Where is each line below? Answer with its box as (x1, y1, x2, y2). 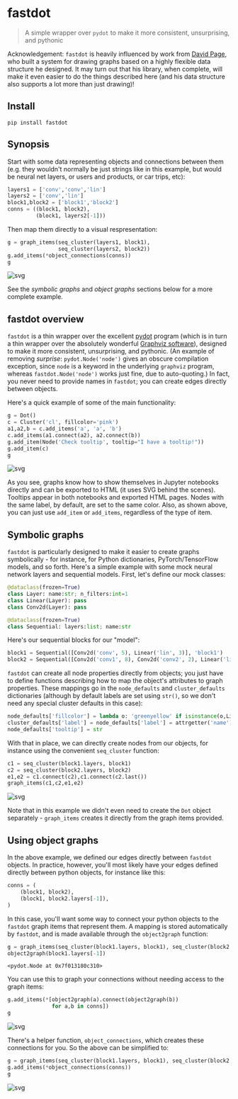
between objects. (7, 385, 58, 393)
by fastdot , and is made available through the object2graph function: (7, 930, 208, 938)
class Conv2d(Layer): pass (7, 604, 87, 611)
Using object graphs (7, 834, 99, 846)
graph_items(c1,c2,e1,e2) (7, 779, 84, 787)
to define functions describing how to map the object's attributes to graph (7, 677, 223, 685)
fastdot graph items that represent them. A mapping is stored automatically (7, 922, 228, 930)
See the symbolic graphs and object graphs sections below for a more (7, 285, 213, 293)
